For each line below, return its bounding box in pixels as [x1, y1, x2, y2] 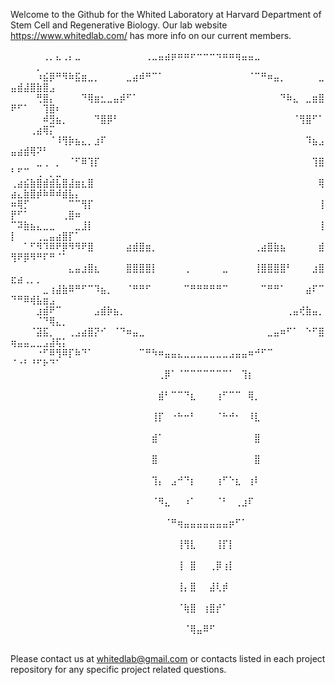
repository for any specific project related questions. [10, 664, 227, 675]
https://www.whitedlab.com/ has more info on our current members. [10, 30, 292, 41]
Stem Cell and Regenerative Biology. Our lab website [10, 19, 228, 31]
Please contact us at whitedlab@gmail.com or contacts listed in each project [10, 653, 326, 664]
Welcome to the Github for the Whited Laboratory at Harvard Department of [10, 9, 322, 20]
